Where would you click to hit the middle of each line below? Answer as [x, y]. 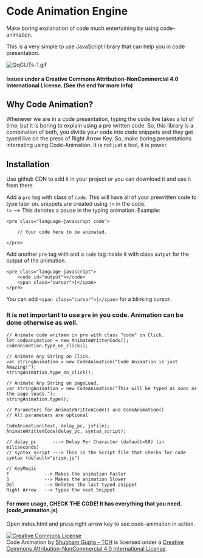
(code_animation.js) [32, 510]
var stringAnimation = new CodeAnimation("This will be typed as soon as [102, 389]
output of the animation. [36, 261]
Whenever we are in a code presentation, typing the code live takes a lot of [100, 119]
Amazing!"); [21, 368]
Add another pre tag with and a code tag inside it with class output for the [98, 254]
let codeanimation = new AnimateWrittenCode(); [68, 341]
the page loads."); [31, 394]
